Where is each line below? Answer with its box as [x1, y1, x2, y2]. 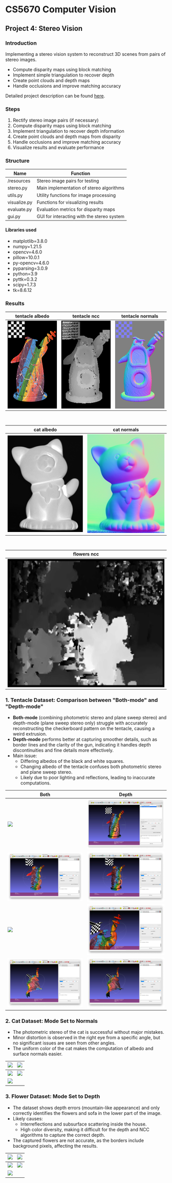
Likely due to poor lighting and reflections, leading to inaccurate [20, 775, 155, 781]
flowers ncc [73, 551, 99, 557]
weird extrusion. [12, 731, 47, 737]
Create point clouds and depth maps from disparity [12, 133, 121, 140]
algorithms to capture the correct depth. [20, 1132, 105, 1138]
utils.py [7, 192, 23, 198]
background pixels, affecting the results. [12, 1142, 98, 1149]
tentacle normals [121, 313, 159, 319]
